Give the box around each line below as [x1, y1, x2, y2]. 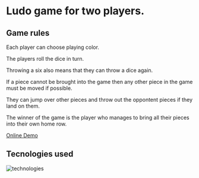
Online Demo [6, 132, 39, 139]
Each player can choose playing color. [6, 43, 100, 51]
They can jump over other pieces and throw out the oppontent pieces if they [6, 96, 193, 103]
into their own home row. [6, 120, 67, 127]
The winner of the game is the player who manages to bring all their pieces [6, 114, 189, 121]
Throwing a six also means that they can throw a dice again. [6, 67, 153, 74]
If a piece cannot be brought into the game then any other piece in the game [6, 79, 193, 85]
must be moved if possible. [6, 85, 72, 92]
